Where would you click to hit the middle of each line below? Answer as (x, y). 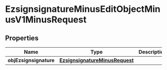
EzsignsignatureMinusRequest (97, 60)
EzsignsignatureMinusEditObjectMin (83, 9)
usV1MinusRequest (46, 20)
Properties (22, 38)
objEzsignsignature (31, 60)
